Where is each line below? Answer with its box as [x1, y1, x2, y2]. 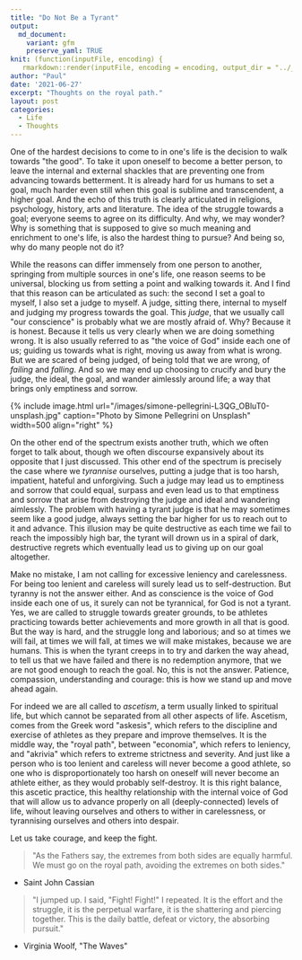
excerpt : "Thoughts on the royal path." [10, 88, 164, 97]
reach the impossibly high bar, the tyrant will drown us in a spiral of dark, [10, 533, 279, 543]
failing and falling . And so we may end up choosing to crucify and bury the [10, 365, 286, 374]
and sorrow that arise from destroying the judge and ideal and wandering [10, 495, 280, 505]
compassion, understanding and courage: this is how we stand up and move [10, 674, 292, 684]
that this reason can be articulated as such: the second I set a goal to [10, 288, 265, 298]
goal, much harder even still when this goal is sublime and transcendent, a [10, 185, 285, 195]
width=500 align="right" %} [10, 419, 114, 430]
